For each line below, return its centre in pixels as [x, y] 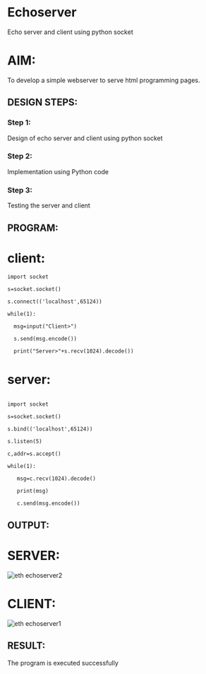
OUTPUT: [28, 525]
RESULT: [26, 646]
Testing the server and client [49, 205]
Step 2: [20, 156]
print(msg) [33, 491]
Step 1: [19, 122]
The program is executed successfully [63, 663]
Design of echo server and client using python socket [85, 138]
